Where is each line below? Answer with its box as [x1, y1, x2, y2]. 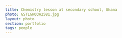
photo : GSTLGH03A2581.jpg [5, 12, 59, 17]
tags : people [5, 26, 32, 31]
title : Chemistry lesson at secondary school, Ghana [5, 7, 117, 12]
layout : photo [5, 16, 35, 21]
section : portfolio [5, 21, 46, 26]
